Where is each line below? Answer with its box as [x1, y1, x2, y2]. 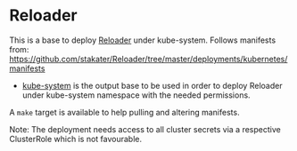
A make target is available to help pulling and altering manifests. [9, 107, 240, 117]
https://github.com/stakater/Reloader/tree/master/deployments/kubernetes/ [9, 53, 288, 64]
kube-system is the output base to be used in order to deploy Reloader [21, 80, 283, 91]
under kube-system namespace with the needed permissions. [21, 90, 252, 100]
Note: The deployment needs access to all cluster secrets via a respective [9, 123, 281, 134]
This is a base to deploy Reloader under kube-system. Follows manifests [9, 35, 276, 45]
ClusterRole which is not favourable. [9, 133, 143, 144]
